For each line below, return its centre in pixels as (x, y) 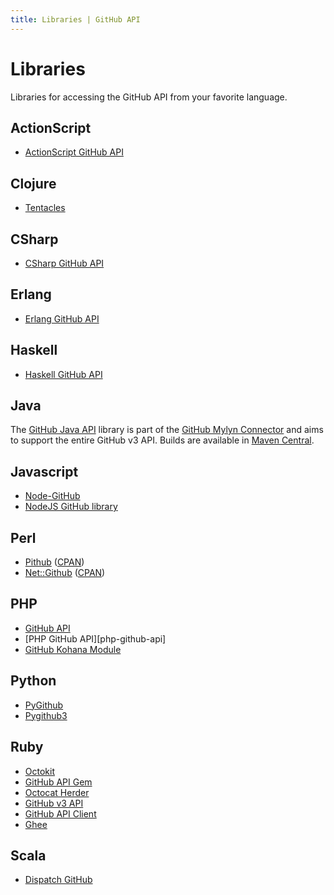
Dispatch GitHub (58, 880)
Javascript (44, 471)
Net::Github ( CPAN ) (65, 573)
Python (33, 681)
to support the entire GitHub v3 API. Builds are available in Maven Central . (162, 440)
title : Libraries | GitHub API (75, 19)
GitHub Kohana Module (73, 649)
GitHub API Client (60, 813)
